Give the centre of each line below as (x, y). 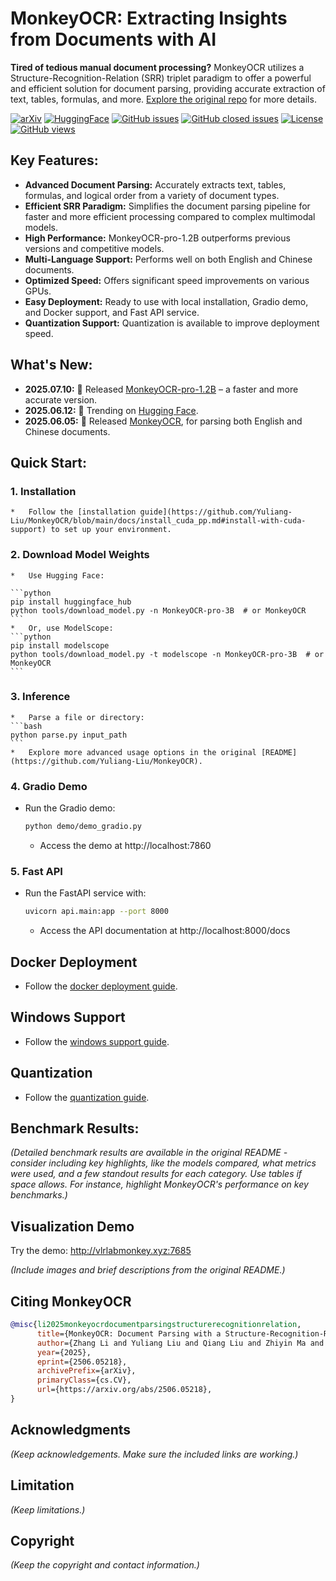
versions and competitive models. (94, 248)
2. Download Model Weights (80, 555)
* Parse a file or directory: (77, 717)
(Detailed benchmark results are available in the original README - (149, 1153)
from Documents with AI (113, 39)
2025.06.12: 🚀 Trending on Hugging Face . (111, 410)
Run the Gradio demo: (70, 808)
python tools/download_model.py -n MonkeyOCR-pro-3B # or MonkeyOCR (158, 610)
